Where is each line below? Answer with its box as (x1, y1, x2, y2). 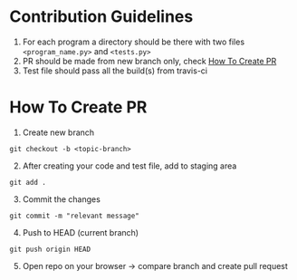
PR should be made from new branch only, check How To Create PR (22, 55, 277, 66)
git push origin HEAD (9, 245, 91, 254)
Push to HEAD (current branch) (22, 227, 139, 237)
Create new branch (22, 127, 95, 138)
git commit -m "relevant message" (9, 211, 140, 220)
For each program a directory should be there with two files (22, 36, 245, 47)
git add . (9, 178, 47, 187)
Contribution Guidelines (9, 6, 194, 27)
